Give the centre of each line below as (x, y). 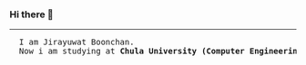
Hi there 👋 (32, 14)
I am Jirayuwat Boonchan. (76, 42)
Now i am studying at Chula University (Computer (132, 51)
